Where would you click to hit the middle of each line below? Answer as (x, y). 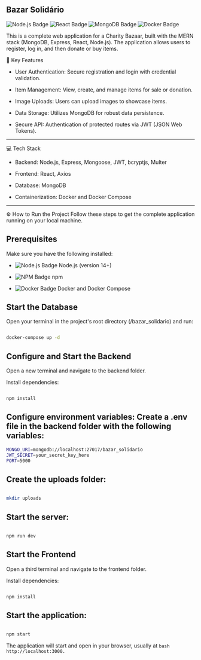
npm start (19, 634)
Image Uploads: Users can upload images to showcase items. (91, 101)
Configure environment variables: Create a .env (97, 417)
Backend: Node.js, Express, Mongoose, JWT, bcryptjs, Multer (91, 162)
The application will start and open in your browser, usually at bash (88, 646)
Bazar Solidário (35, 10)
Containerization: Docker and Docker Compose (73, 197)
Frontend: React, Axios (43, 173)
